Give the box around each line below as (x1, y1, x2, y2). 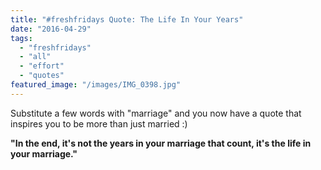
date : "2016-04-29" (10, 24, 92, 34)
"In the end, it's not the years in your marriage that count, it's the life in (10, 137, 312, 149)
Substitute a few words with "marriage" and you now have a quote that (10, 107, 302, 119)
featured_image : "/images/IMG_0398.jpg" (10, 80, 182, 90)
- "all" (19, 52, 52, 62)
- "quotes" (19, 71, 65, 81)
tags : (10, 33, 33, 43)
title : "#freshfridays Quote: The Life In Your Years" (10, 14, 244, 25)
